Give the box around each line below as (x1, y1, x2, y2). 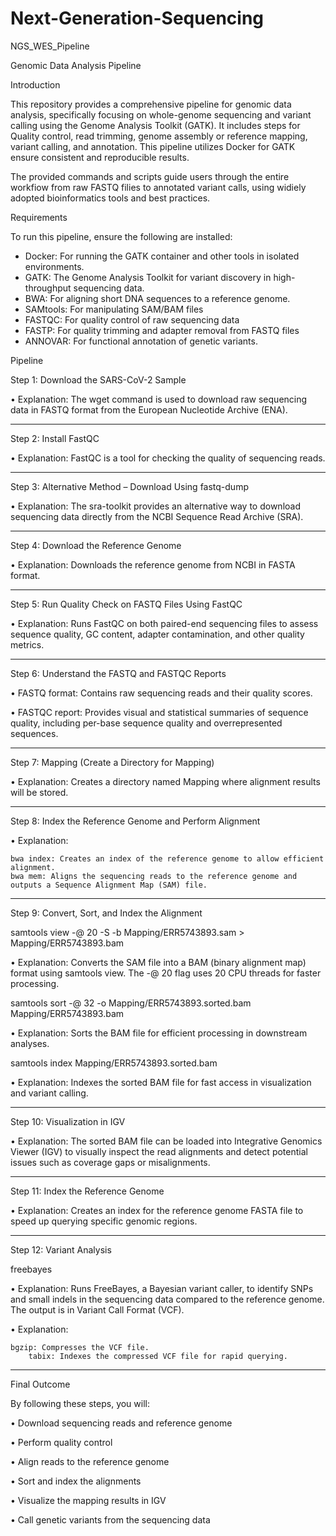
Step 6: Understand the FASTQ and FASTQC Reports (10, 667, 227, 679)
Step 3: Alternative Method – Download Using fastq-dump (10, 480, 249, 492)
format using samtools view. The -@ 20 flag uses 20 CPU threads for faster (10, 967, 322, 979)
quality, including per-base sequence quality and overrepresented (10, 717, 283, 729)
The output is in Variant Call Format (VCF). (10, 1303, 185, 1316)
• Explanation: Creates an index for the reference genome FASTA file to (10, 1204, 304, 1216)
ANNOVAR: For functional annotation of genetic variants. (24, 335, 258, 347)
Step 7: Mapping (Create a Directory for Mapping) (10, 756, 215, 768)
